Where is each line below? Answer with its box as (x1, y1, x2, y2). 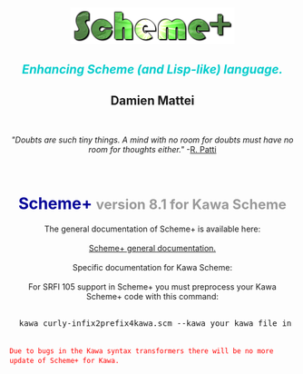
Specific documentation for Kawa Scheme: (72, 262, 233, 273)
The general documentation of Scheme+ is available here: (44, 223, 261, 234)
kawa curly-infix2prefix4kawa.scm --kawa (18, 319, 206, 329)
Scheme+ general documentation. (89, 243, 216, 254)
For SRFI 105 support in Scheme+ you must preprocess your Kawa (28, 281, 277, 292)
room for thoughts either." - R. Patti (88, 144, 217, 155)
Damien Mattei (110, 93, 195, 108)
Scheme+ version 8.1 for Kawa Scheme (17, 193, 288, 214)
